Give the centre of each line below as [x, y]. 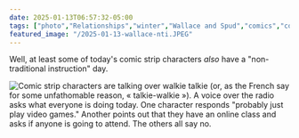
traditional [28, 69]
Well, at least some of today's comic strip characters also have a [128, 60]
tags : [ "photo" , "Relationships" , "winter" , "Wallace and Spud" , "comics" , [145, 26]
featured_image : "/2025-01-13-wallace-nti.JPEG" [101, 34]
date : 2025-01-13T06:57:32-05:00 [71, 17]
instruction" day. [78, 69]
